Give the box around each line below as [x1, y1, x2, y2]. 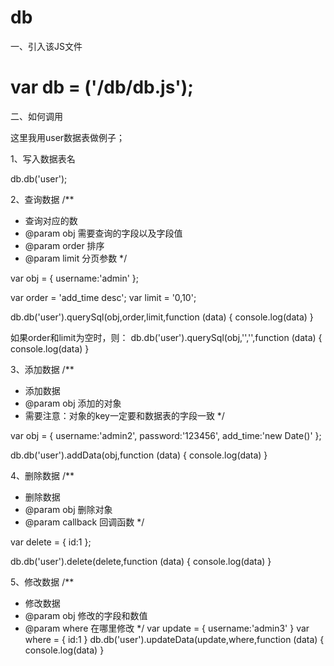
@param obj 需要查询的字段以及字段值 [24, 227, 183, 239]
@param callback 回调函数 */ [24, 516, 145, 528]
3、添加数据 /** [10, 363, 75, 375]
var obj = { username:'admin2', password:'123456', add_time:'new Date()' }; [10, 429, 322, 441]
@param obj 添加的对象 [24, 397, 122, 409]
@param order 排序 [24, 239, 105, 251]
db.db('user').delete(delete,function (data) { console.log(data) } [10, 555, 272, 567]
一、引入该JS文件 [10, 40, 83, 52]
